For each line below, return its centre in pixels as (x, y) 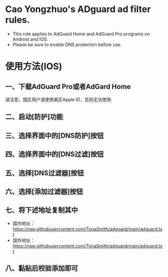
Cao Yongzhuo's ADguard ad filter (78, 9)
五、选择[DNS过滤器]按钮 (45, 173)
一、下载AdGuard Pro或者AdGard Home (68, 86)
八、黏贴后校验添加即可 (41, 268)
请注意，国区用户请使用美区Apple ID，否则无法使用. (59, 100)
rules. (18, 20)
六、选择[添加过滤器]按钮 (44, 191)
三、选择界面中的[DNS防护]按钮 (55, 135)
